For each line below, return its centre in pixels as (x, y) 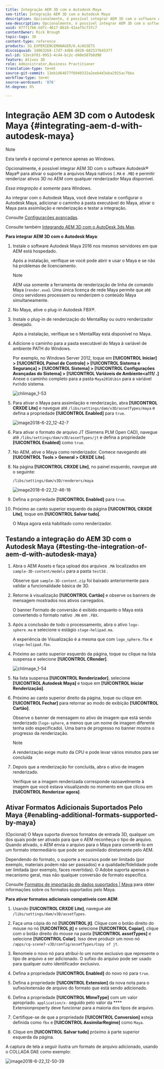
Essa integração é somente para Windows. (49, 188)
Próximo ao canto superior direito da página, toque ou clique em (77, 698)
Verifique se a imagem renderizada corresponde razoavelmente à (78, 782)
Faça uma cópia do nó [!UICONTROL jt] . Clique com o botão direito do (83, 923)
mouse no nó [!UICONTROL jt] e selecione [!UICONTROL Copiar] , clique (85, 928)
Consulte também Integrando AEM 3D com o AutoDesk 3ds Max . (71, 227)
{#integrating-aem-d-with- (86, 126)
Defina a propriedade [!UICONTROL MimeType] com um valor (75, 998)
